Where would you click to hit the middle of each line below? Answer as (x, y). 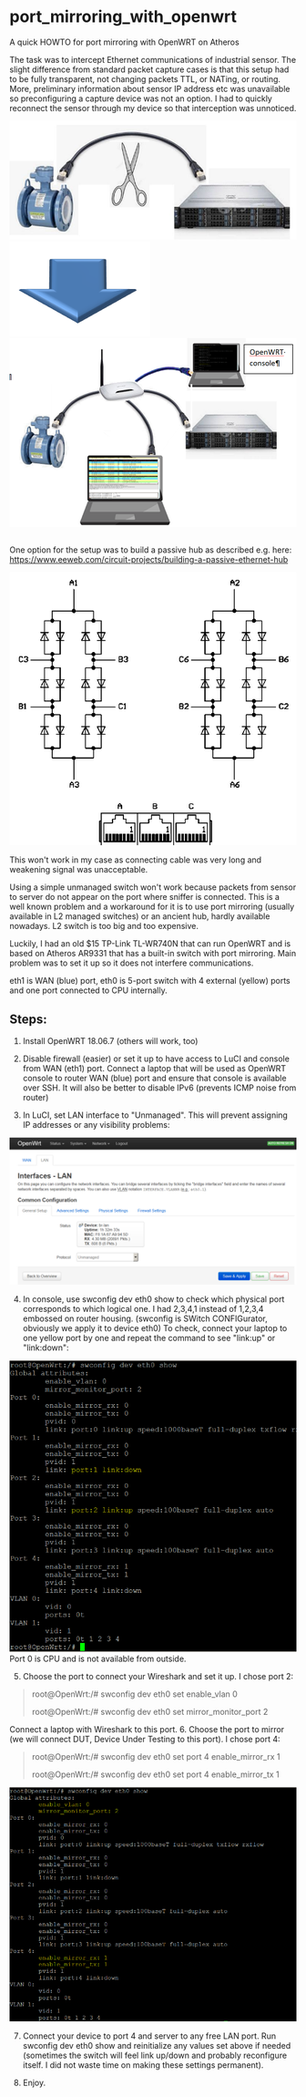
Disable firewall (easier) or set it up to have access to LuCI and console (156, 1059)
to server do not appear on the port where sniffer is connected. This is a (145, 897)
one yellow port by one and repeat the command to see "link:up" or (149, 1338)
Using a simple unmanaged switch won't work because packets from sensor (153, 887)
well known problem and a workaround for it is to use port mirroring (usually (152, 907)
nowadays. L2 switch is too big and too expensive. (104, 926)
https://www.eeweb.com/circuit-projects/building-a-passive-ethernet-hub (149, 560)
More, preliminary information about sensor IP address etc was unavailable (150, 88)
